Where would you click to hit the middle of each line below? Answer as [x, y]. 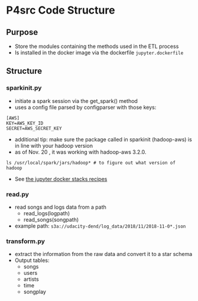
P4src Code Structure [61, 10]
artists [31, 279]
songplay [35, 292]
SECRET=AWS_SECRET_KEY [34, 128]
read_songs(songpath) [51, 219]
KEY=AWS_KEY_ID [25, 123]
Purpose [22, 32]
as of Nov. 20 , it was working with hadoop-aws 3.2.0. [80, 152]
